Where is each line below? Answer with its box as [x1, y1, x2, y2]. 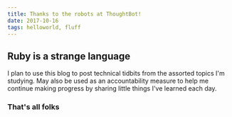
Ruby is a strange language [7, 50, 130, 62]
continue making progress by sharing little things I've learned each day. [7, 84, 217, 93]
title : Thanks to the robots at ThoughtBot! [7, 10, 142, 18]
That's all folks [7, 102, 60, 112]
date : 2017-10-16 [7, 17, 59, 24]
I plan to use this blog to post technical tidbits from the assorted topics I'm [7, 69, 226, 78]
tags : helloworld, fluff [7, 24, 81, 31]
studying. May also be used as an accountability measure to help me [7, 76, 209, 86]
